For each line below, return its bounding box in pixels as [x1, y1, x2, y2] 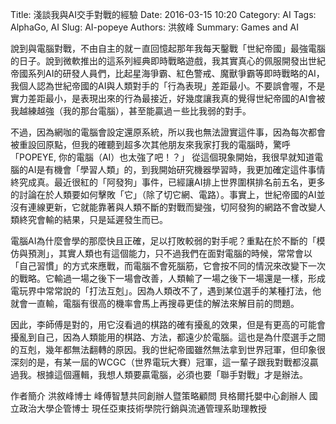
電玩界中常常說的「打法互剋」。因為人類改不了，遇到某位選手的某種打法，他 [10, 285, 322, 297]
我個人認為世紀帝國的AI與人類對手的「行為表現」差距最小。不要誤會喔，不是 [10, 80, 326, 92]
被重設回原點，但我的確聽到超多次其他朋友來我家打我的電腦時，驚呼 [10, 139, 291, 150]
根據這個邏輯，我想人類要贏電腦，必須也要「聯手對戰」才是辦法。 [36, 369, 308, 380]
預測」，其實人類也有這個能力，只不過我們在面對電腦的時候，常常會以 [27, 248, 313, 259]
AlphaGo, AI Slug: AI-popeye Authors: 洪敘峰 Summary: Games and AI [10, 21, 299, 33]
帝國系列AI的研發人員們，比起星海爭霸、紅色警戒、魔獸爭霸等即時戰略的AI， [10, 68, 325, 79]
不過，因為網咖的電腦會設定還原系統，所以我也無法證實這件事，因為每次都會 [10, 126, 326, 138]
